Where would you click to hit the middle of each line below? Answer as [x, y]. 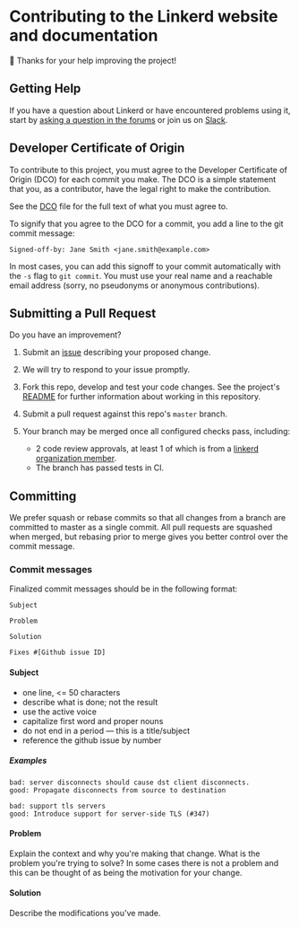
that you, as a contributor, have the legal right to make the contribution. [140, 188]
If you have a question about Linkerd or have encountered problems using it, [150, 110]
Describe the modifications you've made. [85, 914]
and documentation [84, 35]
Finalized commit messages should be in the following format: [124, 589]
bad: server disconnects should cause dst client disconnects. [130, 783]
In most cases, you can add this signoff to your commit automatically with [145, 266]
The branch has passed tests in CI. [100, 468]
